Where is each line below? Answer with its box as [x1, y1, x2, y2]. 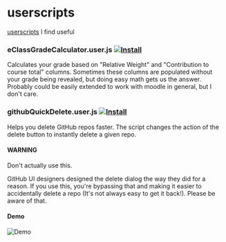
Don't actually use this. [7, 161, 73, 170]
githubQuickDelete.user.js [7, 107, 98, 117]
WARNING [7, 146, 37, 154]
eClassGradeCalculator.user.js [7, 45, 113, 54]
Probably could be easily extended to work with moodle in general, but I [7, 83, 212, 91]
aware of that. [7, 196, 47, 205]
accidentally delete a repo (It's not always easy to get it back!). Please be [7, 189, 216, 197]
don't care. [7, 90, 39, 98]
